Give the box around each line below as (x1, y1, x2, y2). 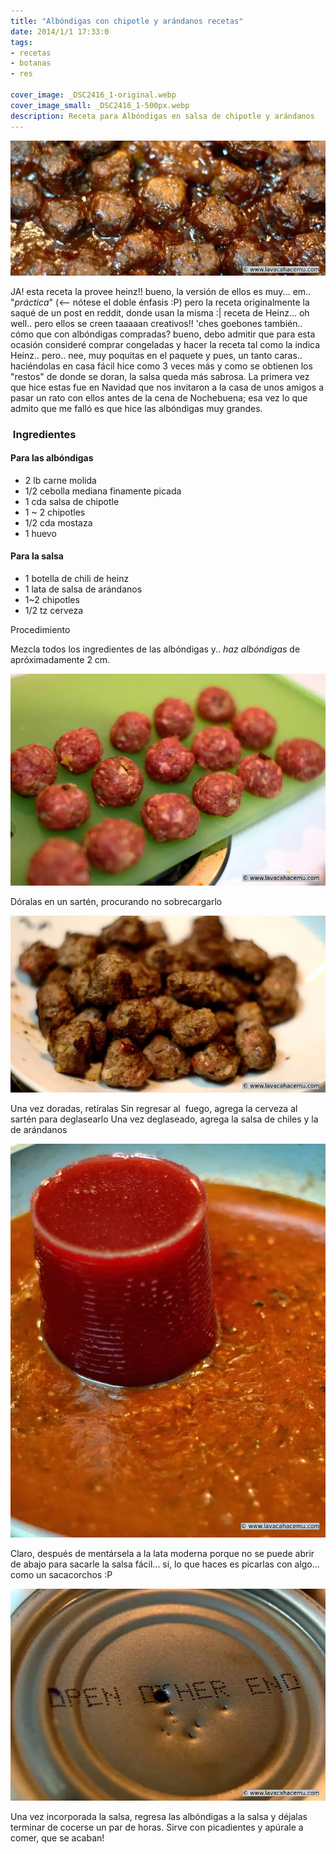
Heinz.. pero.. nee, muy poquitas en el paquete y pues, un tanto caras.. (10, 349, 303, 361)
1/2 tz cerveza (24, 604, 84, 616)
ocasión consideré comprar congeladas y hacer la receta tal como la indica (10, 338, 321, 350)
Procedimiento (10, 623, 71, 635)
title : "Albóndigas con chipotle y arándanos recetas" (10, 16, 244, 26)
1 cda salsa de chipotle (24, 495, 120, 507)
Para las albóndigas (10, 452, 94, 464)
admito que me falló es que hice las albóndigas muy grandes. (10, 402, 263, 414)
